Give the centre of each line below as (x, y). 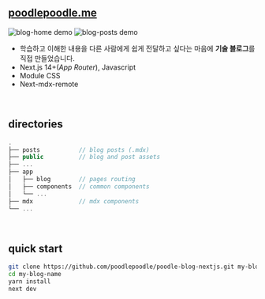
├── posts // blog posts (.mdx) (79, 149)
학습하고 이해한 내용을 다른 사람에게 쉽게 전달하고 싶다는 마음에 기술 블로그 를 (137, 48)
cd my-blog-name (35, 274)
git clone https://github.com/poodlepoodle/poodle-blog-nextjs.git (121, 267)
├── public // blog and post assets (84, 157)
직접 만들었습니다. (47, 58)
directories (35, 125)
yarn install (30, 281)
